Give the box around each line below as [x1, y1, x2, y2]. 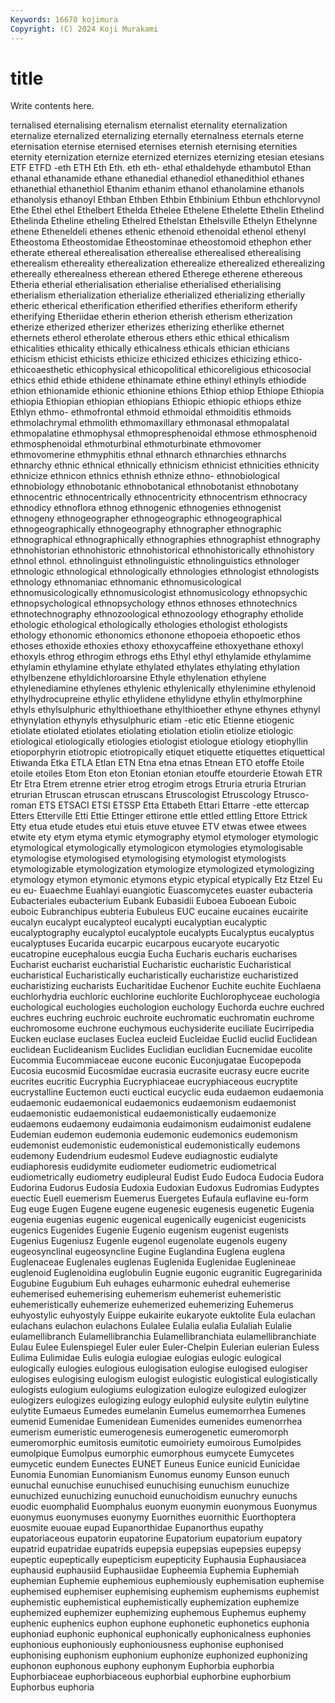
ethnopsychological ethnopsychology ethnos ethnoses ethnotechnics [10, 597, 298, 610]
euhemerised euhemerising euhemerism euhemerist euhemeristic [10, 1288, 282, 1300]
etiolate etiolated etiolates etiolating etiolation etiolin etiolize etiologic [10, 725, 294, 737]
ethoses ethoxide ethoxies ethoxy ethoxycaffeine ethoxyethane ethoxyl [10, 640, 304, 652]
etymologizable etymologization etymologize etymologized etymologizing [10, 863, 315, 875]
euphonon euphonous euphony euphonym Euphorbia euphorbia [10, 1660, 275, 1672]
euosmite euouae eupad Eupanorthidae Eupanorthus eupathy [10, 1522, 264, 1534]
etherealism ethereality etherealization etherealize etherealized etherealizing [10, 257, 326, 270]
